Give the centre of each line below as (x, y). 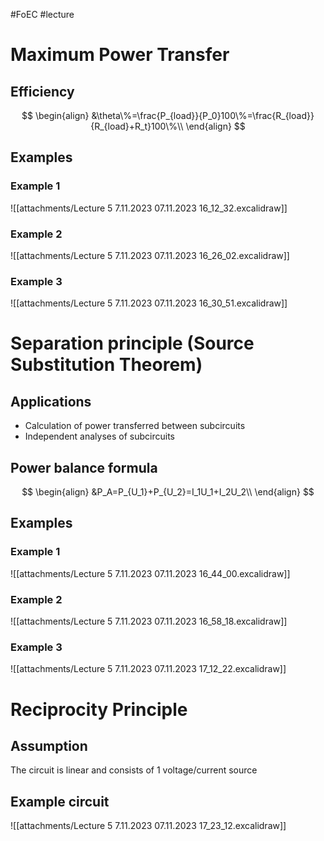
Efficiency (42, 91)
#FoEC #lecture (42, 14)
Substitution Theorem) (106, 365)
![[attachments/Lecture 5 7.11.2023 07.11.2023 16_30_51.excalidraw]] (149, 303)
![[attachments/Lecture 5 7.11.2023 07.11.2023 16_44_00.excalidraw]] (150, 573)
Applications (51, 401)
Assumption (49, 745)
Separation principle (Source (132, 343)
